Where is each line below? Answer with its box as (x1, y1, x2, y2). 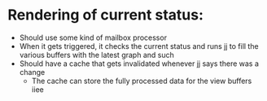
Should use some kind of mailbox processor (19, 33, 168, 42)
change (19, 67, 46, 77)
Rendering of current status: (7, 6, 204, 24)
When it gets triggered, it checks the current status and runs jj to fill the (19, 41, 259, 50)
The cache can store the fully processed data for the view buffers (31, 76, 252, 86)
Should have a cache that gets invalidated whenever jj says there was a (19, 59, 260, 68)
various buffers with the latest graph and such (19, 50, 174, 59)
